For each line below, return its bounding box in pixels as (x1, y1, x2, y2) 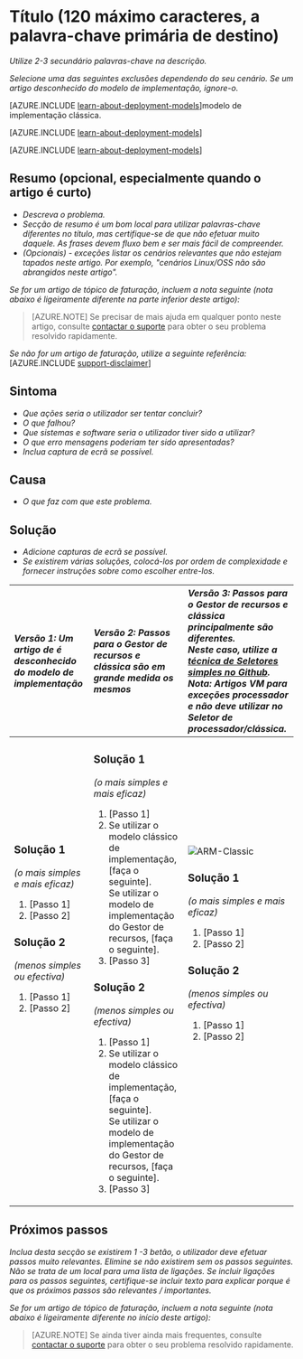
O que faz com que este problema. (22, 496, 152, 507)
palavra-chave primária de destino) (9, 25, 280, 46)
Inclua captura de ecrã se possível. (22, 445, 154, 457)
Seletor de (188, 711, 234, 724)
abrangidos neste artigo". (22, 267, 118, 277)
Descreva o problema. (22, 209, 106, 220)
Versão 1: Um (14, 633, 74, 645)
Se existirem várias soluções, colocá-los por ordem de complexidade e (22, 556, 289, 567)
